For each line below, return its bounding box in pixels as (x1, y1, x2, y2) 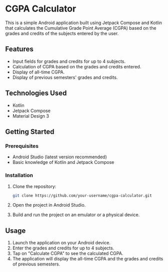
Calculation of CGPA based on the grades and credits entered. (12, 63, 141, 69)
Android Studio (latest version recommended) (12, 154, 107, 160)
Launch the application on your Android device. (12, 240, 111, 246)
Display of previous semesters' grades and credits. (12, 74, 118, 80)
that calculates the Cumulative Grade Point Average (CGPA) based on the (5, 25, 156, 31)
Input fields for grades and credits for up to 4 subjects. (12, 58, 126, 64)
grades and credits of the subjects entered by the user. (5, 30, 119, 36)
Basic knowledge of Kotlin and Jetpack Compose (12, 159, 114, 165)
